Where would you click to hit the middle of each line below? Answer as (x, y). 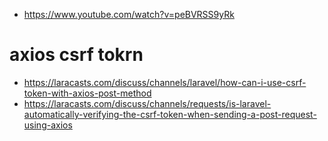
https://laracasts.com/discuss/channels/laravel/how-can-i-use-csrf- (165, 82)
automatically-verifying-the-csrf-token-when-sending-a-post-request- (170, 114)
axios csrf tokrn (76, 55)
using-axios (48, 125)
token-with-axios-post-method (87, 93)
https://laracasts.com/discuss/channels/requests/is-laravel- (147, 103)
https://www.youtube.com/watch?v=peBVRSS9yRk (129, 14)
